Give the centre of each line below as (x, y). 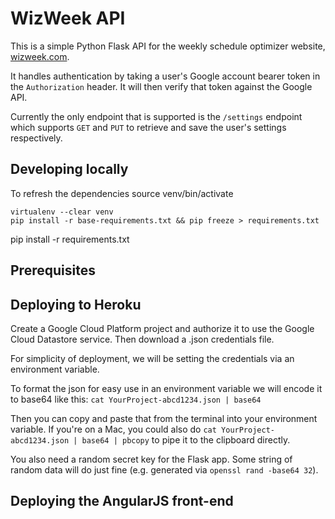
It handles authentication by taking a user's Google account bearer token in (165, 76)
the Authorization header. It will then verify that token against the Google (161, 86)
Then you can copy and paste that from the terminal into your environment (164, 418)
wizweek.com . (40, 56)
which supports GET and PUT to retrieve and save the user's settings (148, 127)
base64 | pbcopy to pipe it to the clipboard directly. (186, 439)
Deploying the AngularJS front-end (122, 501)
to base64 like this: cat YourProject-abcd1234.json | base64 (136, 399)
